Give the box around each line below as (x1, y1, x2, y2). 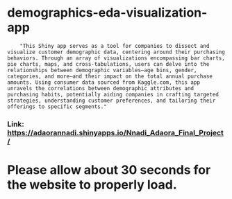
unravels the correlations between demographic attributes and (7, 85, 194, 92)
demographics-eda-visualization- (7, 5, 208, 21)
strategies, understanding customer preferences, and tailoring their (7, 97, 216, 104)
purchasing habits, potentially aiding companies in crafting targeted (7, 91, 219, 98)
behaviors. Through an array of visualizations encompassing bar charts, (7, 54, 226, 62)
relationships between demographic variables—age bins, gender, (7, 67, 197, 73)
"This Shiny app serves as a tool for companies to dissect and (19, 42, 210, 49)
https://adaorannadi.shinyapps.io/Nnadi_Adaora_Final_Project (7, 128, 224, 137)
